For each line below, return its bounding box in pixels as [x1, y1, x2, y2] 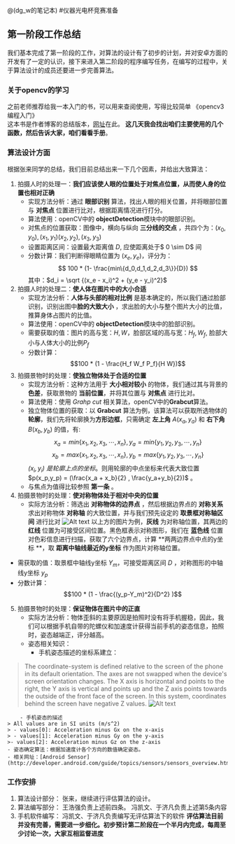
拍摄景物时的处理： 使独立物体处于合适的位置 [17, 372, 147, 380]
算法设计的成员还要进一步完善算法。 [13, 66, 117, 74]
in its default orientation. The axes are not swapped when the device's [24, 669, 227, 677]
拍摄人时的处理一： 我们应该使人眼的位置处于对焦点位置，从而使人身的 [17, 180, 220, 188]
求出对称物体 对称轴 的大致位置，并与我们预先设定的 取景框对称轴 [27, 509, 218, 517]
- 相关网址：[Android [7, 753, 65, 761]
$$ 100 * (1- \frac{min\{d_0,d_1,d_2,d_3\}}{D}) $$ [58, 264, 198, 272]
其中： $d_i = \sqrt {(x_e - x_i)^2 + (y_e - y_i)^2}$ [27, 276, 168, 284]
